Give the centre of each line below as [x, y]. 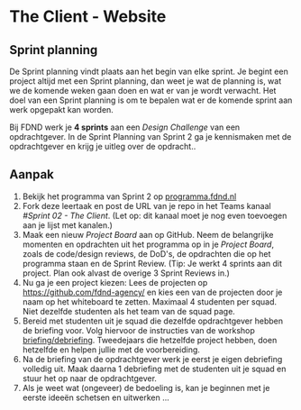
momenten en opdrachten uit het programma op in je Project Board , [148, 244]
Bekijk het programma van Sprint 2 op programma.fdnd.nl [129, 196]
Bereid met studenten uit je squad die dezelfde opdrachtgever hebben [153, 321]
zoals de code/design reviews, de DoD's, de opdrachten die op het [146, 253]
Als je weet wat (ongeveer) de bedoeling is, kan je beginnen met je [146, 387]
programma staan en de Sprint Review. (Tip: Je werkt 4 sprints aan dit [152, 263]
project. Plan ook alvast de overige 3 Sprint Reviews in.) [126, 273]
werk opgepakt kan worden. [62, 109]
